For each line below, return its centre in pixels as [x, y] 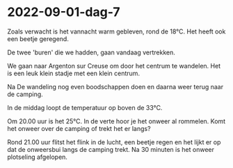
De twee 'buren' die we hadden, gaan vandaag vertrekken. [91, 52]
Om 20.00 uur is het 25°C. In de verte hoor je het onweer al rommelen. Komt [116, 121]
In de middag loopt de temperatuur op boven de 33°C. [85, 107]
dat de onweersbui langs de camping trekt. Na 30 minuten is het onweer [111, 149]
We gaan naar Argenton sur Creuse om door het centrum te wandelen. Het [114, 66]
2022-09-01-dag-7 [64, 12]
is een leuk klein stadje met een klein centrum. [74, 73]
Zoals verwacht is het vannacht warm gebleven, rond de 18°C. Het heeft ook [116, 31]
